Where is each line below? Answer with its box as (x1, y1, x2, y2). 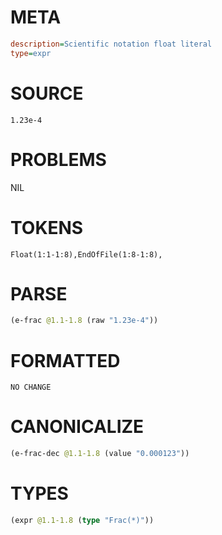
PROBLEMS (10, 148, 107, 171)
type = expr (10, 48, 52, 58)
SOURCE (10, 82, 84, 105)
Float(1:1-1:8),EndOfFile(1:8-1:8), (10, 249, 163, 260)
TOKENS (10, 216, 84, 239)
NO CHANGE (10, 382, 52, 393)
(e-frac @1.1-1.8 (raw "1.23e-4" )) (10, 316, 159, 326)
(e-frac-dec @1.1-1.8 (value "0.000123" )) (10, 449, 190, 459)
